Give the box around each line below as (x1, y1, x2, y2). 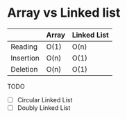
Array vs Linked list (7, 5, 121, 21)
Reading (10, 42, 38, 51)
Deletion (10, 64, 38, 74)
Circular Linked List (17, 95, 73, 104)
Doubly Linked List (17, 104, 71, 112)
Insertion (10, 53, 40, 63)
